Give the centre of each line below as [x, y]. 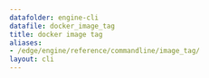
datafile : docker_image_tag [62, 26]
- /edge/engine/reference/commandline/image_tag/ [105, 51]
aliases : [26, 43]
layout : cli [32, 59]
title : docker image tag [56, 34]
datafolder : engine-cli [54, 17]
